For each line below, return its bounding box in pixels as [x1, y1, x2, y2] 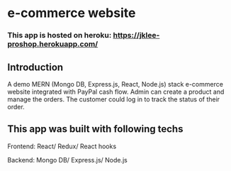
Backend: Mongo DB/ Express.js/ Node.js [7, 155, 128, 164]
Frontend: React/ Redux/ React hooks [7, 142, 117, 150]
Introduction [7, 61, 64, 73]
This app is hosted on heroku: [7, 31, 112, 40]
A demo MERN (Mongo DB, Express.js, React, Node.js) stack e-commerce [7, 79, 223, 88]
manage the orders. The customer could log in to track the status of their [7, 94, 220, 104]
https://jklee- [113, 31, 160, 40]
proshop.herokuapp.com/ [7, 39, 98, 49]
